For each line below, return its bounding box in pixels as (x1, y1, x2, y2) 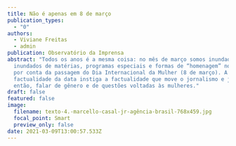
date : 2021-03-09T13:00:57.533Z (7, 128, 102, 135)
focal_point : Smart (13, 114, 71, 121)
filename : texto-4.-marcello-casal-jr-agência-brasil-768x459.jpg (13, 108, 212, 115)
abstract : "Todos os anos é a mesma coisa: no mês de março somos (7, 56, 206, 63)
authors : (7, 29, 33, 37)
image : (7, 102, 27, 109)
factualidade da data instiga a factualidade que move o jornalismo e (13, 75, 225, 83)
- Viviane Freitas (13, 36, 68, 44)
